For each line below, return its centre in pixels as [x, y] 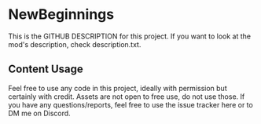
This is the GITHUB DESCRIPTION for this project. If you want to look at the [130, 36]
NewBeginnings [61, 15]
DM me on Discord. [39, 113]
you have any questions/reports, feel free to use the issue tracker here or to [130, 104]
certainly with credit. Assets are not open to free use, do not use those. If [127, 97]
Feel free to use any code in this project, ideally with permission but [118, 88]
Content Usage [46, 69]
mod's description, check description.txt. [75, 44]
